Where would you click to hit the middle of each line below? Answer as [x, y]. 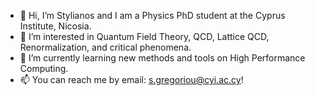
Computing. [44, 68]
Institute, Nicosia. [55, 26]
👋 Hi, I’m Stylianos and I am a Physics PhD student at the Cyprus [152, 15]
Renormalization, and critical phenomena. [105, 47]
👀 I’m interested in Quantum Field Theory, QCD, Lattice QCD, [144, 36]
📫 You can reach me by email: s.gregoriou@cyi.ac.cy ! [131, 79]
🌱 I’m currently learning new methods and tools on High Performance [162, 58]
